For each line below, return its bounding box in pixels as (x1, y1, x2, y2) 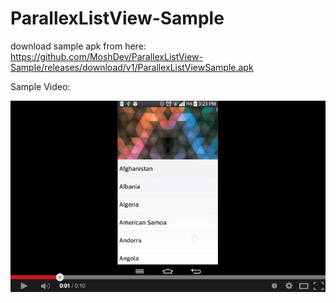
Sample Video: (10, 80, 71, 92)
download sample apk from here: (10, 40, 147, 52)
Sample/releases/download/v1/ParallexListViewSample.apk (10, 61, 254, 73)
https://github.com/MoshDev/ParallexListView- (10, 50, 203, 62)
